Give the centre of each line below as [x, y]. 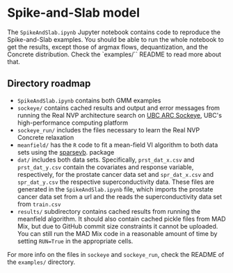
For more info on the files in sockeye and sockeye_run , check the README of [116, 254]
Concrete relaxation [46, 137]
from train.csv [39, 204]
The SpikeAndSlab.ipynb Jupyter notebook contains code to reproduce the [114, 32]
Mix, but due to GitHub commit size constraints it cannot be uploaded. [118, 226]
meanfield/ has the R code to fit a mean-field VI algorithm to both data [118, 145]
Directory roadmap [49, 84]
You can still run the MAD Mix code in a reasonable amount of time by [117, 233]
